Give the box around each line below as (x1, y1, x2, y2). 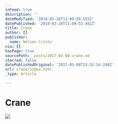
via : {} (5, 44, 21, 49)
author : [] (5, 30, 28, 35)
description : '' (5, 12, 39, 17)
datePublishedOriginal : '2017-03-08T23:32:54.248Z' (5, 62, 114, 67)
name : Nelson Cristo (9, 40, 52, 44)
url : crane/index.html (5, 67, 52, 72)
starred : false (5, 58, 37, 63)
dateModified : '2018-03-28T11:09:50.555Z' (5, 16, 94, 21)
